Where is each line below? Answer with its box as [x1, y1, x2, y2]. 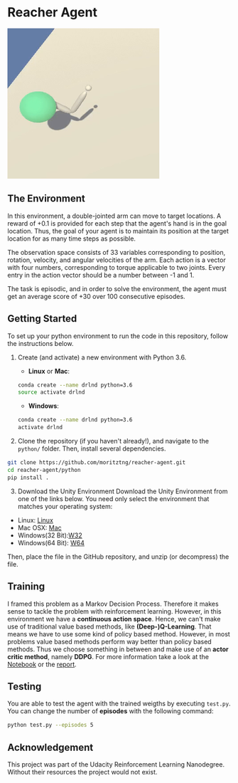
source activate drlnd [17, 389, 85, 396]
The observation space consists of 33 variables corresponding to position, [7, 248, 226, 256]
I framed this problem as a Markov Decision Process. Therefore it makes [7, 599, 219, 608]
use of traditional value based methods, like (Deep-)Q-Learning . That [7, 622, 212, 631]
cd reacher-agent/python [7, 466, 81, 473]
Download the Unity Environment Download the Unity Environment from [17, 487, 228, 495]
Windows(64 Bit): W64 [17, 538, 85, 547]
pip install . [7, 474, 50, 481]
